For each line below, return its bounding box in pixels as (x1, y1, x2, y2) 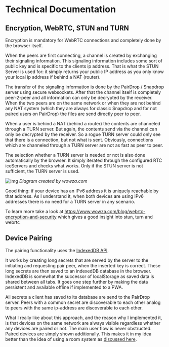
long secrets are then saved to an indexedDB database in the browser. (5, 268, 152, 274)
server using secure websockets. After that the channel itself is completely (5, 89, 161, 95)
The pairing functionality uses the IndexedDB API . (5, 247, 109, 253)
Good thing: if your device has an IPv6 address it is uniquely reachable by (5, 188, 159, 194)
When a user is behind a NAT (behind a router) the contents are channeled (5, 121, 160, 126)
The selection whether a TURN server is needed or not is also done (5, 152, 146, 158)
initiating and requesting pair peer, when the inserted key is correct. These (5, 262, 161, 268)
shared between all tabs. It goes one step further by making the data (5, 279, 148, 285)
